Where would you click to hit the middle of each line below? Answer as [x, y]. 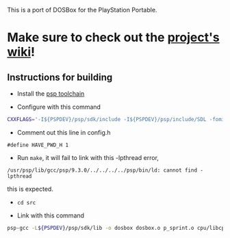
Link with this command [50, 215]
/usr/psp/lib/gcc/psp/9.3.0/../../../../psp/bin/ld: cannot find [102, 170]
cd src [26, 202]
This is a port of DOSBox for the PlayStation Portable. [82, 10]
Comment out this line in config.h [64, 132]
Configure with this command [59, 107]
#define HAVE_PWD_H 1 [38, 145]
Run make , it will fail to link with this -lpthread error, [88, 157]
